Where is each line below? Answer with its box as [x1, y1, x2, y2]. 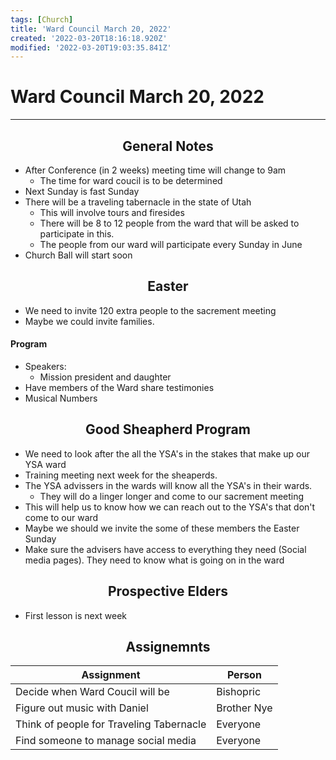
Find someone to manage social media [15, 734, 197, 748]
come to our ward [24, 511, 99, 523]
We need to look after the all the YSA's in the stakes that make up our [24, 447, 310, 460]
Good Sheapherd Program [85, 421, 251, 438]
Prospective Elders [108, 583, 228, 600]
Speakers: [24, 361, 67, 373]
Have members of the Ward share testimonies [24, 382, 215, 394]
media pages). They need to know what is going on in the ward [24, 554, 285, 566]
